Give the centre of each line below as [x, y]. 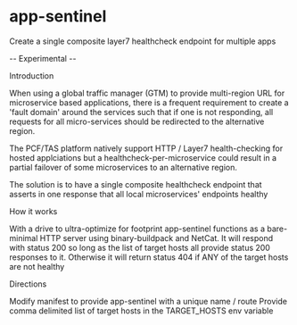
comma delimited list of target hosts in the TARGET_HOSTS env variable [141, 311]
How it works [33, 211]
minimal [24, 237]
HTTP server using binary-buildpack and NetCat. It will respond [157, 237]
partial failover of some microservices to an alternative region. [124, 167]
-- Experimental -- [43, 58]
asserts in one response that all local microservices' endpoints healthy [139, 194]
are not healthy [37, 266]
